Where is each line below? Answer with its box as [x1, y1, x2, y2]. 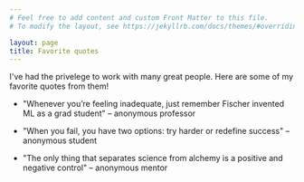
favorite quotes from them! [9, 81, 109, 91]
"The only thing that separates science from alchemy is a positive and [22, 153, 283, 164]
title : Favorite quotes [9, 46, 100, 55]
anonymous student [22, 135, 98, 146]
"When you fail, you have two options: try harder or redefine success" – [22, 126, 290, 137]
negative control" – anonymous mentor [22, 162, 168, 173]
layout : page [9, 38, 59, 47]
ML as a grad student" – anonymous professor [22, 108, 196, 119]
